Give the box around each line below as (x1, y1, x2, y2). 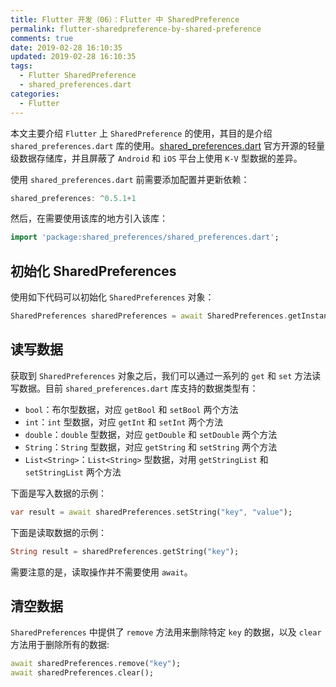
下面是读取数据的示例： (10, 526, 107, 538)
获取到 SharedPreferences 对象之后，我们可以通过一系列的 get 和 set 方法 (10, 369, 313, 381)
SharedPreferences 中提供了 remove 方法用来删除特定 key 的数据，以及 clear (10, 626, 322, 638)
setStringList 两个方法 (24, 466, 122, 478)
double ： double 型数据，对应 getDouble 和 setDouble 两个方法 (24, 428, 278, 440)
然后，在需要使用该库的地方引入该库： (10, 212, 168, 225)
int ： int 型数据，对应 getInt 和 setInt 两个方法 (24, 416, 224, 428)
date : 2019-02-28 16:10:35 (10, 42, 123, 53)
